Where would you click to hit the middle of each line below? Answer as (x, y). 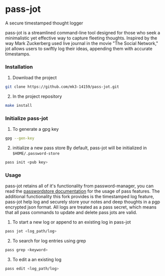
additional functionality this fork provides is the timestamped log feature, (80, 197)
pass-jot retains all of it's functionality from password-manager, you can (79, 186)
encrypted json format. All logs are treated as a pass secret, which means (81, 207)
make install (19, 106)
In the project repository (37, 96)
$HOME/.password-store (36, 154)
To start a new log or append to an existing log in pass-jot (72, 222)
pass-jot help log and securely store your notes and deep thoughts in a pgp (83, 202)
